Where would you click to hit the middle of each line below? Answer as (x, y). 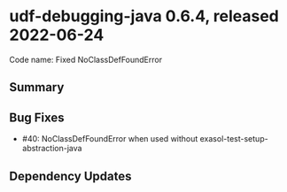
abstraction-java (52, 149)
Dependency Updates (70, 176)
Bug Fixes (37, 117)
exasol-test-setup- (234, 139)
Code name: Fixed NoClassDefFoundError (85, 59)
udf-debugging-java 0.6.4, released (144, 16)
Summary (37, 87)
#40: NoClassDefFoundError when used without (110, 139)
